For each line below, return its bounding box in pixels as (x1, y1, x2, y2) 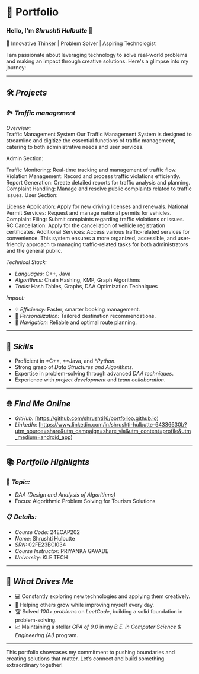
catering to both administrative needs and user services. (6, 144, 144, 151)
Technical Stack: (6, 259, 47, 266)
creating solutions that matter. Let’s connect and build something (6, 655, 165, 662)
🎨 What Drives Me (6, 577, 74, 587)
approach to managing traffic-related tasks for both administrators (26, 241, 188, 248)
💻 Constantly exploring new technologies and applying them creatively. (14, 593, 191, 600)
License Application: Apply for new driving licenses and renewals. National (6, 203, 188, 210)
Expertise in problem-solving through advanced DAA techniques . (14, 370, 174, 377)
